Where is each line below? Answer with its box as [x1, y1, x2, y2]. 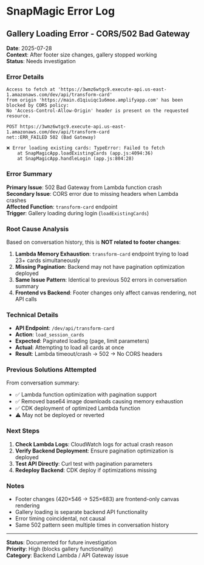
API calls [15, 295, 38, 302]
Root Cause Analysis [6, 224, 69, 233]
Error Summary [6, 170, 53, 178]
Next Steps [6, 427, 40, 435]
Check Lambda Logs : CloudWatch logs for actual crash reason [15, 440, 173, 448]
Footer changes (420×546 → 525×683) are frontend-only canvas [15, 496, 179, 503]
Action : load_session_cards [15, 331, 85, 338]
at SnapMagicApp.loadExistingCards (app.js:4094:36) [17, 150, 154, 156]
